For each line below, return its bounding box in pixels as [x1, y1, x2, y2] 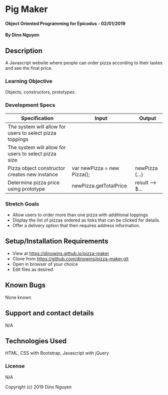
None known [5, 294, 31, 300]
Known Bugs [5, 281, 46, 289]
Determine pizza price [7, 179, 60, 186]
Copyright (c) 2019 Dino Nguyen [5, 383, 72, 390]
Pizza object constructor [7, 164, 65, 171]
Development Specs [5, 102, 55, 109]
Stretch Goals [5, 200, 39, 207]
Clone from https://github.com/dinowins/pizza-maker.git [12, 255, 129, 262]
